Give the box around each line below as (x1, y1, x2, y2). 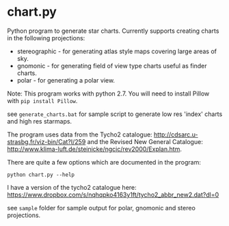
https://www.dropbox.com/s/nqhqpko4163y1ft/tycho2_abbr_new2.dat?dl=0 (7, 190, 219, 199)
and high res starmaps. (7, 117, 72, 125)
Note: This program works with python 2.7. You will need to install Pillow (7, 89, 210, 98)
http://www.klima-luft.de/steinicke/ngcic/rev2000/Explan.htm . (7, 145, 183, 153)
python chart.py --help (7, 171, 75, 178)
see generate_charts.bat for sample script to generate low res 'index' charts (7, 110, 223, 118)
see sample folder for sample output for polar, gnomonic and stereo (7, 203, 196, 212)
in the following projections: (7, 33, 85, 42)
